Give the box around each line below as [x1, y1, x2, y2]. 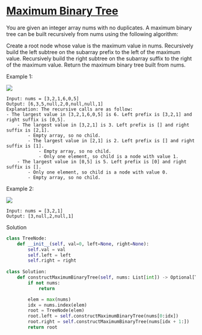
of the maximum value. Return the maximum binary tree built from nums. [6, 61, 186, 68]
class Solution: [6, 269, 47, 275]
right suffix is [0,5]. [6, 116, 66, 122]
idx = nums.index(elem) [28, 302, 87, 308]
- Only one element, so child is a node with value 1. [38, 153, 179, 160]
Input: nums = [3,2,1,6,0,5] [6, 95, 79, 101]
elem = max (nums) [28, 296, 71, 303]
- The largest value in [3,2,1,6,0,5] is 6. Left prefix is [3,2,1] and [6, 111, 192, 118]
